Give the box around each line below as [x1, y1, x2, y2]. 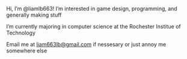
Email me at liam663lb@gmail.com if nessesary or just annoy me [6, 41, 167, 48]
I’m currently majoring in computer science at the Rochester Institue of [6, 23, 182, 30]
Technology [6, 29, 36, 36]
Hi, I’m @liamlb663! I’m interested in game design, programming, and [6, 5, 177, 12]
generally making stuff [6, 11, 62, 18]
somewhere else [6, 47, 48, 54]
